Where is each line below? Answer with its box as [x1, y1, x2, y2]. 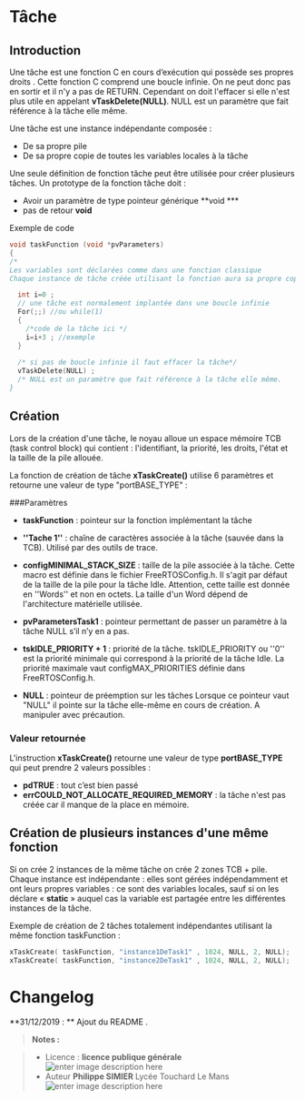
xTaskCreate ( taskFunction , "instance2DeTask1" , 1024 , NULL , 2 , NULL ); [9, 955, 290, 965]
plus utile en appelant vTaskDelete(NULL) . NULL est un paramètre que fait [9, 96, 289, 106]
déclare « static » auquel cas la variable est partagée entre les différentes [9, 893, 286, 903]
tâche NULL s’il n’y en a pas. [22, 625, 130, 636]
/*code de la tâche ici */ [25, 324, 128, 333]
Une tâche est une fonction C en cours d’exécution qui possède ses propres [9, 66, 294, 77]
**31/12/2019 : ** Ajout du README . [9, 1016, 148, 1027]
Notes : [31, 1034, 61, 1045]
